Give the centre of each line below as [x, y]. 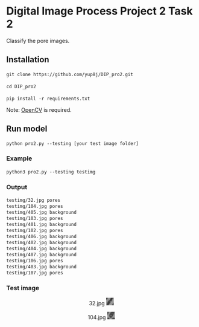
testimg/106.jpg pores [35, 261]
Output [17, 187]
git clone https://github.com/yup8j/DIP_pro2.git [70, 74]
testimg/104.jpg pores [35, 207]
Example [19, 158]
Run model [27, 129]
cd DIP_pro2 [21, 86]
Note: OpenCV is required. [39, 109]
